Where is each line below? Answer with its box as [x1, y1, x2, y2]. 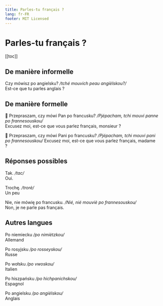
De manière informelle [5, 67, 74, 76]
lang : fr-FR [5, 12, 29, 17]
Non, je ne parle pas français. [5, 204, 64, 210]
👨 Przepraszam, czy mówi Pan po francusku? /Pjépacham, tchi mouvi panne [5, 113, 159, 119]
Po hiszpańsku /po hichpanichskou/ [5, 275, 77, 281]
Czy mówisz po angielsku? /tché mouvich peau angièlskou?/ [5, 81, 127, 86]
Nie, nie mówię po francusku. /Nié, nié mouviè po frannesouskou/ [5, 199, 137, 205]
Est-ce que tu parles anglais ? [5, 86, 65, 92]
